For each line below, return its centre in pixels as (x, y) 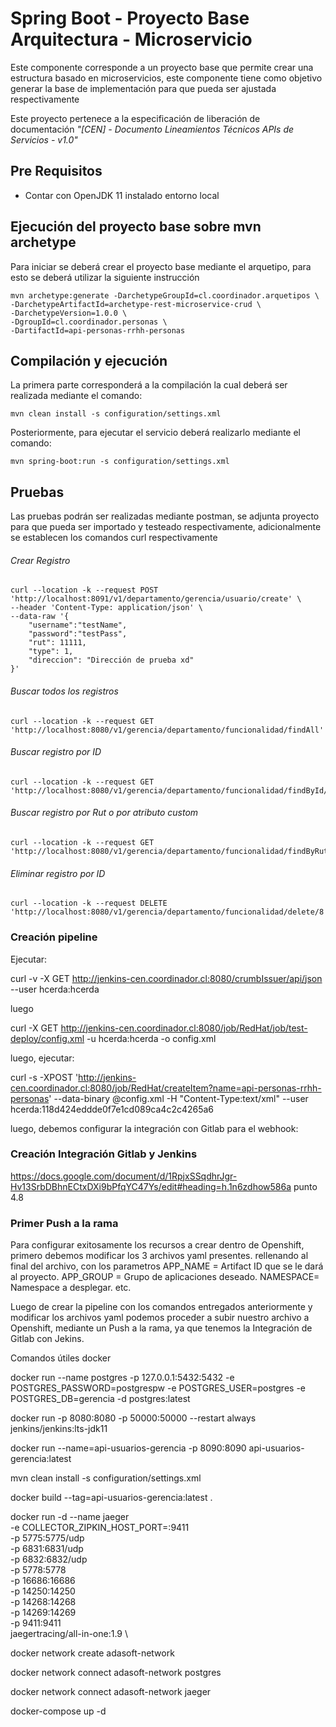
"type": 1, (51, 652)
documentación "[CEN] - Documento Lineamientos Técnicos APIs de (152, 129)
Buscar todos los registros (64, 691)
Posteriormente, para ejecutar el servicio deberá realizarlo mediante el (156, 433)
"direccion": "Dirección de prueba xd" (111, 660)
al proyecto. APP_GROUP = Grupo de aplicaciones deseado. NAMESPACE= (165, 1277)
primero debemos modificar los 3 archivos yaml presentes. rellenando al (159, 1256)
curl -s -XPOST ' (44, 1077)
